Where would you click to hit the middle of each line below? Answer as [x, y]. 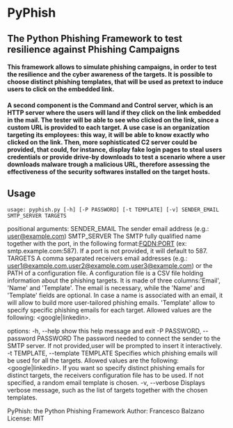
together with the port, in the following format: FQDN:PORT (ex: [97, 243]
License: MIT [26, 418]
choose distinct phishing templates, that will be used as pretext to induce [115, 82]
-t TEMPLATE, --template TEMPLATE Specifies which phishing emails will [112, 353]
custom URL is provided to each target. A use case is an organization [109, 127]
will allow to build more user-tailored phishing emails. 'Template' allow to [111, 302]
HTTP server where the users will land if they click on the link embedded [114, 112]
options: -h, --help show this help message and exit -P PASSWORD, [104, 331]
